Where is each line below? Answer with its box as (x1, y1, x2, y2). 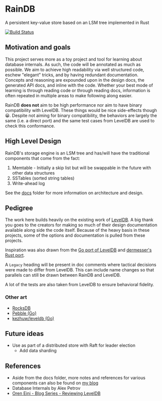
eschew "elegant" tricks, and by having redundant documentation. (5, 72, 139, 78)
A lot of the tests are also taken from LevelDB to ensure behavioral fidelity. (5, 282, 155, 288)
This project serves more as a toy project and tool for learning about (5, 56, 142, 62)
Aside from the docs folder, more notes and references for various (12, 375, 145, 381)
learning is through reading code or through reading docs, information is (5, 87, 150, 93)
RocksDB (12, 305, 31, 311)
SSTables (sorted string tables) (12, 175, 75, 181)
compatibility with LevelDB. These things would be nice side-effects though (5, 107, 157, 113)
